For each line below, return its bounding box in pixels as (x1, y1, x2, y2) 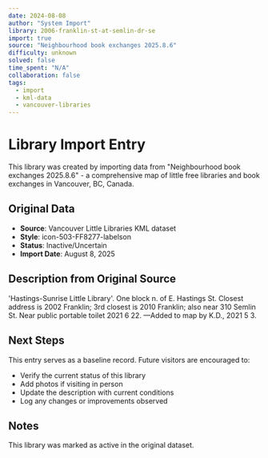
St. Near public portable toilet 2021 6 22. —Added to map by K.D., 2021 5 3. (8, 310, 258, 320)
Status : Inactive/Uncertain (19, 240, 108, 250)
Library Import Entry (8, 135, 146, 154)
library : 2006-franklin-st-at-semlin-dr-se (8, 26, 156, 34)
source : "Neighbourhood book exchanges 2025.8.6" (8, 42, 178, 50)
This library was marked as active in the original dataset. (8, 440, 194, 450)
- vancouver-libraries (15, 101, 91, 109)
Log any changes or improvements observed (19, 396, 168, 405)
